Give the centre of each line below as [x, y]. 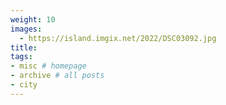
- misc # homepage [48, 66]
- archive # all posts [57, 76]
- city [24, 85]
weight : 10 [33, 19]
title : [24, 47]
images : [26, 29]
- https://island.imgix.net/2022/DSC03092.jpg [118, 38]
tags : [21, 57]
